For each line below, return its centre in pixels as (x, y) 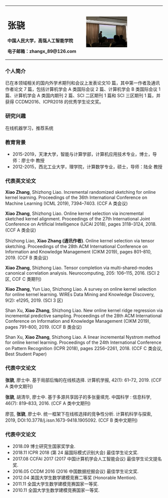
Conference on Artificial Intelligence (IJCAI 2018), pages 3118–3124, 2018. (81, 224)
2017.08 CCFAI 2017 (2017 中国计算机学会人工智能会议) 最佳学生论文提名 (87, 459)
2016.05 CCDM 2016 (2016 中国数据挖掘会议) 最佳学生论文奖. (75, 471)
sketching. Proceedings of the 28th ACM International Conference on (76, 246)
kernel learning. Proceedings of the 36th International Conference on (76, 198)
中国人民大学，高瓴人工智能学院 (40, 40)
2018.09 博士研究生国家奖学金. (44, 446)
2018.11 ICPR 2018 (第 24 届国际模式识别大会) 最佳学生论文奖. (75, 452)
